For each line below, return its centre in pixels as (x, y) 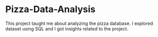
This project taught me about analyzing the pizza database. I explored (79, 23)
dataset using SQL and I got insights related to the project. (67, 28)
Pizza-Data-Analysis (51, 9)
